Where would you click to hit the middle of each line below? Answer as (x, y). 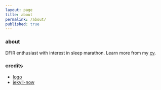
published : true (22, 24)
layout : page (19, 10)
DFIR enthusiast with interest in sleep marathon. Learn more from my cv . (80, 53)
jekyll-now (24, 82)
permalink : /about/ (26, 19)
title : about (19, 15)
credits (14, 66)
